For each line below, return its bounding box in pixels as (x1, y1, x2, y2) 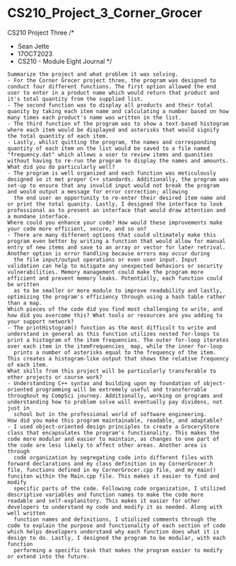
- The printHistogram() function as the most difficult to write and (7, 324, 217, 331)
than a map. (7, 299, 42, 307)
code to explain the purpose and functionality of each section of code (7, 521, 226, 529)
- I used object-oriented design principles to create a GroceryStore (7, 423, 220, 430)
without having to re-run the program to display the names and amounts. (7, 157, 230, 164)
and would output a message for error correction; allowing (7, 188, 189, 195)
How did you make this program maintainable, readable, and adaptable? (7, 417, 223, 424)
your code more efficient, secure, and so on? (7, 225, 147, 232)
